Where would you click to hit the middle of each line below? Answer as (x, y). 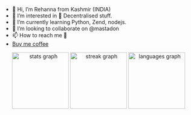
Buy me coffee (30, 44)
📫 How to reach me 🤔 (40, 35)
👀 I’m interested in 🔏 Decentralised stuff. (62, 16)
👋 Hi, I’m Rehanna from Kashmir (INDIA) (61, 9)
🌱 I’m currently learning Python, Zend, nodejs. (69, 22)
